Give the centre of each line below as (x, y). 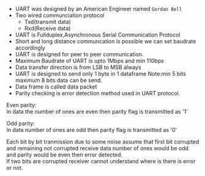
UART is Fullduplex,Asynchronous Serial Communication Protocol (98, 35)
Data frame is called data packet (56, 87)
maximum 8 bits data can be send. (59, 80)
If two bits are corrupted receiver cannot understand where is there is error (101, 161)
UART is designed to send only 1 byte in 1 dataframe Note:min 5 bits (101, 74)
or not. (15, 168)
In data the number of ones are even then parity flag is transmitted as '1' (97, 112)
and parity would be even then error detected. (65, 155)
